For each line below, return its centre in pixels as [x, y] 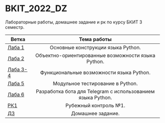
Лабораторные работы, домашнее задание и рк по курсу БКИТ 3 [74, 22]
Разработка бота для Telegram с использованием [96, 91]
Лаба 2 [16, 58]
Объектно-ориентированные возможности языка [95, 55]
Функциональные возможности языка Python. [95, 72]
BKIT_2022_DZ [36, 9]
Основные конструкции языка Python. [95, 47]
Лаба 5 [16, 83]
